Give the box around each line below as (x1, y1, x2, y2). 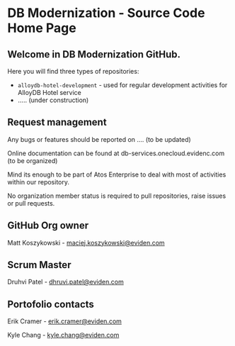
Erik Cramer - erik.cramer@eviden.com (7, 317, 122, 325)
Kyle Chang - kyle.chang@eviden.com (7, 331, 120, 340)
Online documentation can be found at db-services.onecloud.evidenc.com (7, 149, 225, 157)
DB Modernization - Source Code (7, 5, 205, 21)
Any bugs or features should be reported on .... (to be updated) (7, 135, 191, 143)
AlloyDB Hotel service (17, 89, 81, 96)
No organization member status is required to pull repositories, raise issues (7, 191, 227, 200)
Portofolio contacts (7, 298, 94, 310)
